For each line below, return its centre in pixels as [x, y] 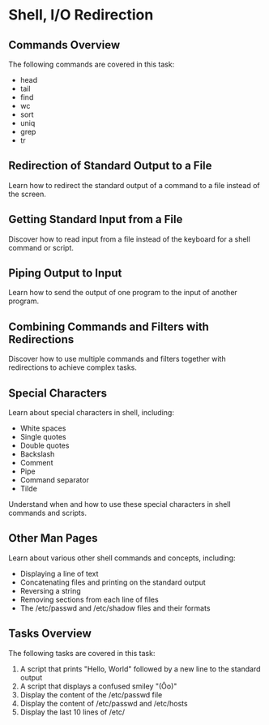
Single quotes [43, 437]
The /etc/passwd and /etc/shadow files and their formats [115, 608]
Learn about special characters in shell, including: [91, 413]
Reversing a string [50, 590]
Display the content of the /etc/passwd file [91, 694]
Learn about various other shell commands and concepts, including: [122, 558]
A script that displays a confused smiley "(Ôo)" [98, 686]
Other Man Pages [53, 538]
